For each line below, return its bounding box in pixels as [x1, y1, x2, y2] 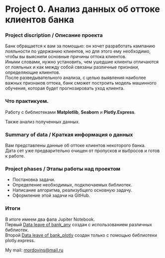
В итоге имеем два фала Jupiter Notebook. [5, 216, 95, 222]
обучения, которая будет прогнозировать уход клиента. [5, 86, 125, 91]
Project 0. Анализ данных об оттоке [5, 3, 160, 15]
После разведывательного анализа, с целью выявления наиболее [5, 75, 147, 81]
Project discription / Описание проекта [5, 32, 103, 39]
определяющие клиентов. [5, 70, 61, 76]
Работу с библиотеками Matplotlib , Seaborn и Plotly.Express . [5, 109, 136, 115]
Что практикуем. [5, 98, 49, 105]
